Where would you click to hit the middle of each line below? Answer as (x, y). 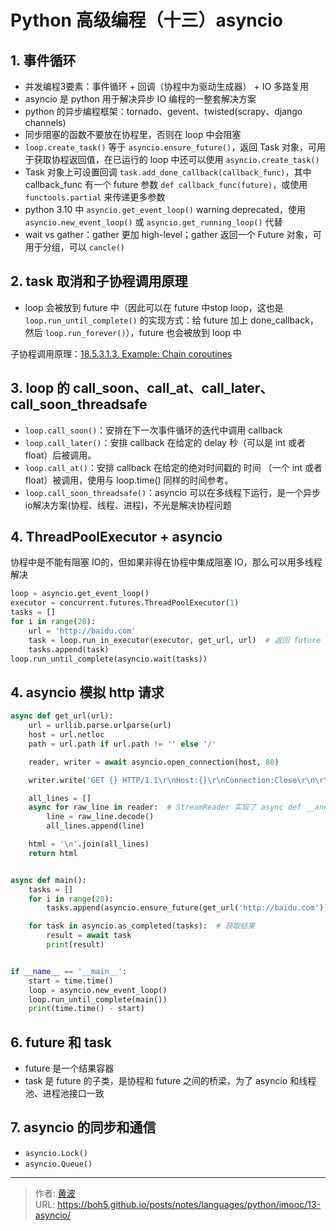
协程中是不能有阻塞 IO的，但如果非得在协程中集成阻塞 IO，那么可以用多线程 (166, 562)
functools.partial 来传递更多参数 (95, 197)
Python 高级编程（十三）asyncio (146, 20)
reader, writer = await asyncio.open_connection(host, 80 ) (154, 762)
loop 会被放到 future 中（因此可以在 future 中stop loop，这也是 (154, 307)
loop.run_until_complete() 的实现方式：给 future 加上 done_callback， (171, 320)
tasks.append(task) (69, 649)
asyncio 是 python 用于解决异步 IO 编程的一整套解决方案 (140, 99)
